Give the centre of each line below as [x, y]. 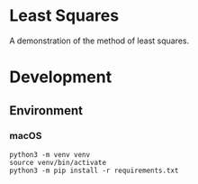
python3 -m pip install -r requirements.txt [94, 170]
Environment [46, 110]
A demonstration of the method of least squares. [99, 41]
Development [61, 77]
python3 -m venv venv [50, 154]
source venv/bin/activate [58, 162]
